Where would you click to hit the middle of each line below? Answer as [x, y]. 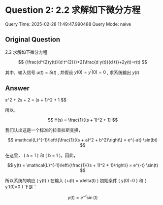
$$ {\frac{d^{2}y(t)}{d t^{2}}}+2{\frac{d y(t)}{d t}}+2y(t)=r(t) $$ [83, 62]
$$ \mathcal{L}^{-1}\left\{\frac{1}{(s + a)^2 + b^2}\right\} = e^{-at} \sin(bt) [83, 140]
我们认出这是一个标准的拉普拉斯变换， [44, 130]
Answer [17, 88]
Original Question [33, 40]
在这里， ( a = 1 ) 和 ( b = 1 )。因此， [42, 155]
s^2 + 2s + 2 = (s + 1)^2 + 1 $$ [36, 100]
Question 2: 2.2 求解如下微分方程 [73, 10]
